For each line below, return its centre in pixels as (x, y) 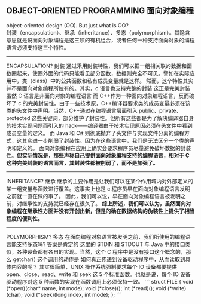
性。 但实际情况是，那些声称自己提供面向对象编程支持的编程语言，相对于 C (98, 155)
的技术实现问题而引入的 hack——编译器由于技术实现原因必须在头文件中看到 (99, 125)
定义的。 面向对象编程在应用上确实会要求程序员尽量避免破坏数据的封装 (104, 148)
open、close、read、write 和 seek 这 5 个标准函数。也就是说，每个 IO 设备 (99, 274)
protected (18, 118)
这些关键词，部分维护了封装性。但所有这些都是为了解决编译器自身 (113, 118)
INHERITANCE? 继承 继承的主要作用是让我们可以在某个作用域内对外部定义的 (100, 181)
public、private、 (160, 110)
